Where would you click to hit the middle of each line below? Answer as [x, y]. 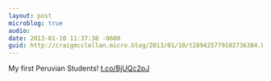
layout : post [30, 16]
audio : [19, 30]
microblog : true [35, 23]
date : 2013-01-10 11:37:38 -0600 [65, 38]
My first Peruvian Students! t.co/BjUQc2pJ [79, 68]
